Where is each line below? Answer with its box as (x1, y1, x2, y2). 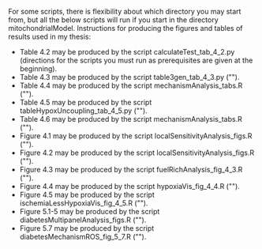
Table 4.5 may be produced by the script (19, 98, 152, 107)
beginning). (19, 64, 58, 74)
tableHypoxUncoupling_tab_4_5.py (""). (19, 106, 148, 115)
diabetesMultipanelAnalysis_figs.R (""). (19, 215, 147, 224)
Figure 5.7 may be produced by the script (19, 224, 155, 232)
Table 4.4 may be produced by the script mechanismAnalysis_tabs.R (19, 81, 243, 90)
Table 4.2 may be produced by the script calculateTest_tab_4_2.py (19, 47, 235, 56)
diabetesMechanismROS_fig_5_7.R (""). (19, 232, 147, 241)
